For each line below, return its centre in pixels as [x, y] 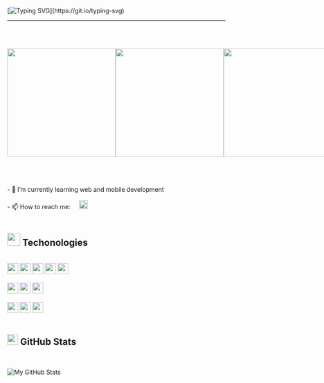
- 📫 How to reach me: [39, 207]
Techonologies [55, 243]
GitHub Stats [48, 342]
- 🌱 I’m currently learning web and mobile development [85, 189]
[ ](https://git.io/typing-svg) [66, 11]
